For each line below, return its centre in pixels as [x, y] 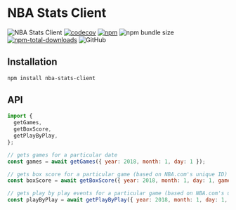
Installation [32, 62]
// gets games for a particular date [63, 155]
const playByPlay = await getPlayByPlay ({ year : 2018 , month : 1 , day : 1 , [118, 200]
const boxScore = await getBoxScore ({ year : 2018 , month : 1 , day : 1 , [111, 181]
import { [20, 116]
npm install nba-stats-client [52, 78]
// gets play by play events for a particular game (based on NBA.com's [116, 193]
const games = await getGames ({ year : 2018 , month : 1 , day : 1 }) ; [106, 162]
